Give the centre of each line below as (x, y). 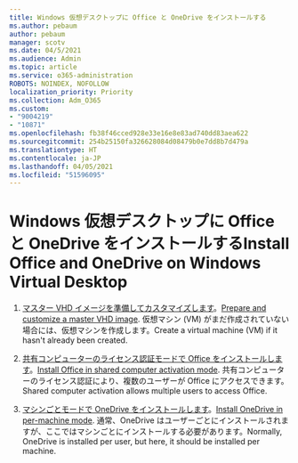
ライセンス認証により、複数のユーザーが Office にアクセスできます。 (163, 381)
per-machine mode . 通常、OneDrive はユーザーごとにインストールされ (152, 420)
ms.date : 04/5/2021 (45, 51)
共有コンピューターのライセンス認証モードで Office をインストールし (149, 359)
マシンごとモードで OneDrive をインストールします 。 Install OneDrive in (152, 410)
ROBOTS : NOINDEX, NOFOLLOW (59, 84)
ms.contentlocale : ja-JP (55, 158)
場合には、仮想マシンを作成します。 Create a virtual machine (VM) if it (150, 330)
